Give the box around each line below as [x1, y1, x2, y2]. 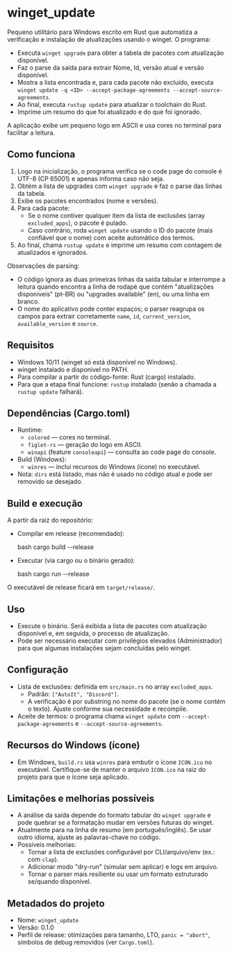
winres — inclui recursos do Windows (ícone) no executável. [27, 463, 201, 471]
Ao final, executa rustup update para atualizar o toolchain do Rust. [17, 100, 207, 108]
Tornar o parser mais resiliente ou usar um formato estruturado [27, 870, 208, 879]
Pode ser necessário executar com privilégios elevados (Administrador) [17, 636, 223, 645]
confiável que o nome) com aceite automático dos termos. [27, 233, 195, 242]
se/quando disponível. [27, 877, 92, 886]
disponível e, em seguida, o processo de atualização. [17, 630, 170, 637]
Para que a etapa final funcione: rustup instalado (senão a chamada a [17, 380, 217, 388]
